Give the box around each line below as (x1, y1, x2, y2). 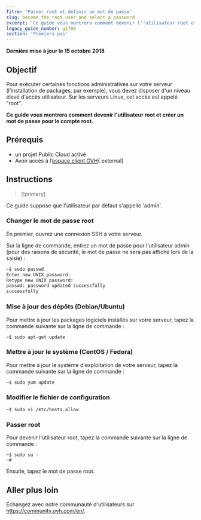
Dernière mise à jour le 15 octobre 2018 (6, 47, 105, 54)
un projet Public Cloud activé (14, 151, 87, 158)
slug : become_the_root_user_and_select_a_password (6, 14, 135, 20)
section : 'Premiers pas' (6, 31, 68, 37)
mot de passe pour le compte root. (6, 117, 94, 124)
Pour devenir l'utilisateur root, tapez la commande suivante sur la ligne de (6, 434, 187, 441)
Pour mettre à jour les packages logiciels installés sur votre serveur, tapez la (6, 316, 194, 323)
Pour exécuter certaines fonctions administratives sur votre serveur (6, 80, 172, 87)
